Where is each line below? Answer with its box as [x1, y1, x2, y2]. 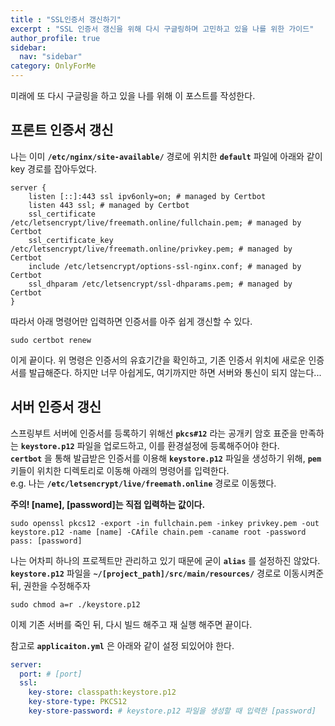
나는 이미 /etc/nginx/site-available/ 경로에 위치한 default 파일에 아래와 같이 [10, 150, 323, 162]
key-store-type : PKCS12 [28, 697, 128, 707]
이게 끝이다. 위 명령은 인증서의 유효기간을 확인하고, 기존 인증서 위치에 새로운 [10, 354, 307, 366]
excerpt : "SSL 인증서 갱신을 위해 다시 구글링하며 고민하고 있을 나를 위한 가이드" [10, 24, 315, 34]
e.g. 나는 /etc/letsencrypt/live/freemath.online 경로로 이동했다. [10, 477, 277, 489]
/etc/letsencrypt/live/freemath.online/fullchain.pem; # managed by [10, 217, 302, 228]
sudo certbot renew [10, 335, 92, 345]
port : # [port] [19, 669, 83, 679]
